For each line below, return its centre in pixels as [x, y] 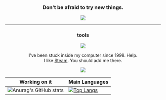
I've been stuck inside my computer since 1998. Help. [83, 55]
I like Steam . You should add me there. [83, 60]
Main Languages [88, 82]
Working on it [36, 82]
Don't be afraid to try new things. [83, 7]
